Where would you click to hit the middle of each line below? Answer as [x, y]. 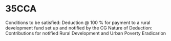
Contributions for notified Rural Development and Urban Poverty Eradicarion [86, 33]
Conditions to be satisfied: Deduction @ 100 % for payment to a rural [78, 22]
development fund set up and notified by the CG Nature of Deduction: [79, 27]
